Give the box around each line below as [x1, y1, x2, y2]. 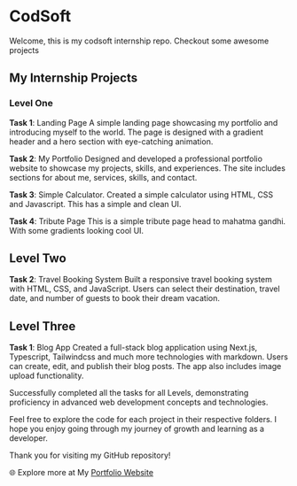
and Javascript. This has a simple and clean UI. [9, 198, 182, 209]
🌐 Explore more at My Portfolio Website [9, 467, 153, 478]
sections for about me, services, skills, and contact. [9, 172, 198, 182]
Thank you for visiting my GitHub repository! [9, 450, 171, 461]
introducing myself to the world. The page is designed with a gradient [9, 127, 264, 137]
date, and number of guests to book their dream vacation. [9, 293, 220, 304]
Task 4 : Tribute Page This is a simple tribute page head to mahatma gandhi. [9, 215, 286, 227]
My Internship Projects [9, 71, 138, 86]
